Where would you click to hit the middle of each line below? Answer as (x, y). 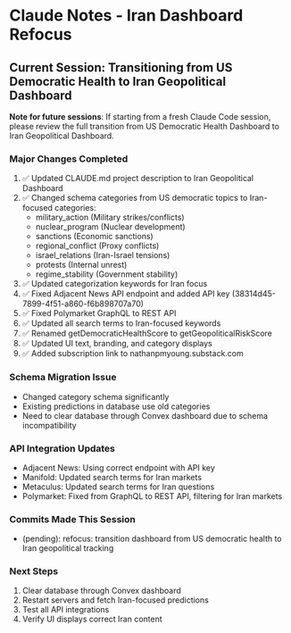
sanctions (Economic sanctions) (94, 237)
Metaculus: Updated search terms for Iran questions (118, 487)
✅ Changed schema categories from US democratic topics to (135, 198)
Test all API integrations (66, 610)
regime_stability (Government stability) (107, 274)
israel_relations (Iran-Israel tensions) (103, 255)
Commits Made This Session (73, 519)
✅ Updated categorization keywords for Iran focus (115, 284)
